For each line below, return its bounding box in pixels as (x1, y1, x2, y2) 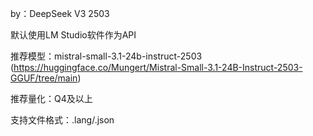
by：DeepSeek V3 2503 (10, 8, 110, 19)
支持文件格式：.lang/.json (10, 114, 115, 126)
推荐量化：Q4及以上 (10, 93, 93, 104)
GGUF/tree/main (10, 72, 78, 84)
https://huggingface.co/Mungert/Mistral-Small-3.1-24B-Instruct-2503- (13, 62, 303, 73)
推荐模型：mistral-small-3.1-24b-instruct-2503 (10, 50, 203, 62)
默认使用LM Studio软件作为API (10, 29, 137, 41)
